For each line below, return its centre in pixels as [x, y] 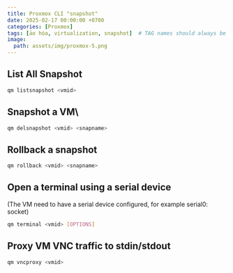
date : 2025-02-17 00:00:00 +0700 [56, 20]
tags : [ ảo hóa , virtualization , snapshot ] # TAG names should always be [117, 33]
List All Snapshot [45, 74]
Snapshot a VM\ [43, 112]
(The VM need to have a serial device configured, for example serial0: [107, 204]
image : [17, 40]
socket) [18, 211]
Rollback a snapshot [52, 149]
